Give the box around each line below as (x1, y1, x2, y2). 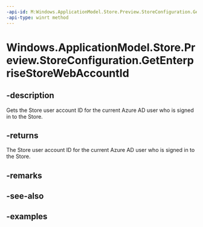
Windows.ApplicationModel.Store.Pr (6, 41, 196, 54)
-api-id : (6, 8, 28, 15)
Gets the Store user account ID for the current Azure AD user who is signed (6, 107, 195, 114)
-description (6, 90, 54, 100)
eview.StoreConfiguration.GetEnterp (6, 53, 195, 67)
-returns (6, 130, 39, 140)
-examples (6, 211, 48, 222)
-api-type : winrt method (6, 15, 69, 21)
